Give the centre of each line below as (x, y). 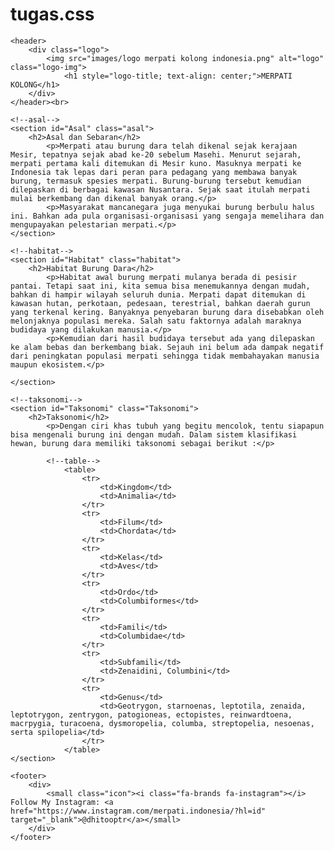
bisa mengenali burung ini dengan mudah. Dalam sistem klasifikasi (154, 434)
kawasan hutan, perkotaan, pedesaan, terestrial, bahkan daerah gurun (160, 303)
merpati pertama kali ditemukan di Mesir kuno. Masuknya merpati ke (156, 163)
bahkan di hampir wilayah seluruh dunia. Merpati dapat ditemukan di (158, 294)
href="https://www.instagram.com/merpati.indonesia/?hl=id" (138, 811)
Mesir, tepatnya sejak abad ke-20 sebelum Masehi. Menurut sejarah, (156, 154)
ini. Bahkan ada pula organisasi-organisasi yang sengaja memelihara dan (167, 216)
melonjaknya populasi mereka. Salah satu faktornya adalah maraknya (156, 321)
